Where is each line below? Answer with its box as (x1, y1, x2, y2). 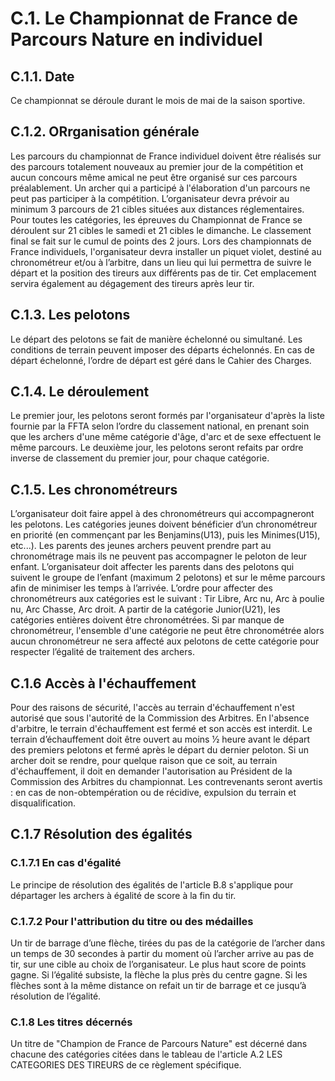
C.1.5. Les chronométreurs (10, 481, 178, 498)
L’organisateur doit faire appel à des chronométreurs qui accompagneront (10, 508, 315, 520)
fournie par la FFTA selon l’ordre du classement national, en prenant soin (10, 420, 310, 432)
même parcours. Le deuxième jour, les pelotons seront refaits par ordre (10, 442, 304, 454)
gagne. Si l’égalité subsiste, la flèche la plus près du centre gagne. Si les (10, 969, 308, 981)
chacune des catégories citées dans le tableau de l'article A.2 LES (10, 1048, 283, 1061)
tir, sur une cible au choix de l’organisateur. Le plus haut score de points (10, 958, 307, 971)
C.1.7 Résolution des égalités (10, 826, 193, 843)
